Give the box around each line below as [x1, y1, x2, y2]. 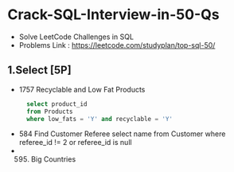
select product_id [26, 100, 88, 108]
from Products [26, 107, 73, 115]
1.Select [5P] [7, 64, 72, 77]
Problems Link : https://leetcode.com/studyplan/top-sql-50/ [18, 40, 216, 49]
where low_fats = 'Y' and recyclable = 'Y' [26, 115, 173, 123]
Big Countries [30, 154, 76, 164]
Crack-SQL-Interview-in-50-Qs [7, 6, 220, 24]
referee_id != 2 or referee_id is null [18, 138, 132, 147]
